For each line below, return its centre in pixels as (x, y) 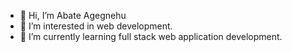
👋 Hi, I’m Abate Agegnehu (73, 15)
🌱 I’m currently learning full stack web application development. (151, 36)
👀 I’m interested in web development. (96, 26)
